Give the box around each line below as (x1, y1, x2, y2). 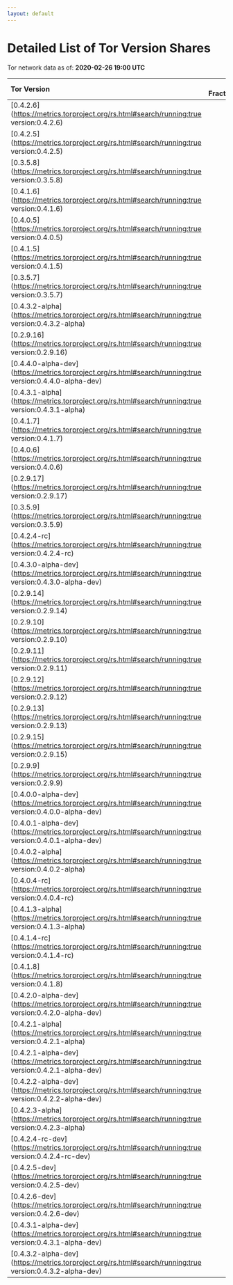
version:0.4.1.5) (10, 261, 64, 271)
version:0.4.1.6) (10, 203, 64, 213)
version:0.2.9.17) (10, 491, 68, 500)
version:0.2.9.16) (10, 347, 68, 357)
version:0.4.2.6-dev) (10, 1208, 80, 1218)
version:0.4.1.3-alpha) (10, 922, 85, 931)
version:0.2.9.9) (10, 778, 64, 787)
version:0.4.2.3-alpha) (10, 1122, 85, 1132)
